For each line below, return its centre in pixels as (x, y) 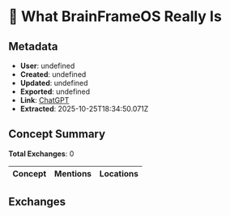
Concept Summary (57, 134)
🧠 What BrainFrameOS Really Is (115, 17)
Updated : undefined (54, 83)
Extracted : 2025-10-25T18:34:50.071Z (84, 109)
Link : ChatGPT (45, 100)
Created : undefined (53, 74)
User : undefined (47, 66)
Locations (119, 173)
